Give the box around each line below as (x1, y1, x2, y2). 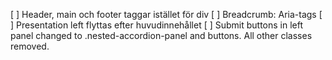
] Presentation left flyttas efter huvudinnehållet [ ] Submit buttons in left (10, 19, 304, 31)
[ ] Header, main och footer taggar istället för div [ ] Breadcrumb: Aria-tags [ (10, 9, 323, 20)
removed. (10, 40, 50, 52)
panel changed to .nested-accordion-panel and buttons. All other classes (10, 30, 313, 41)
